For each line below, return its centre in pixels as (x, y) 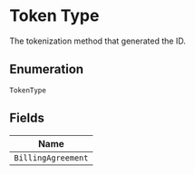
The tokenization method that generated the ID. (97, 41)
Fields (27, 118)
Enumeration (47, 69)
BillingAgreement (51, 158)
